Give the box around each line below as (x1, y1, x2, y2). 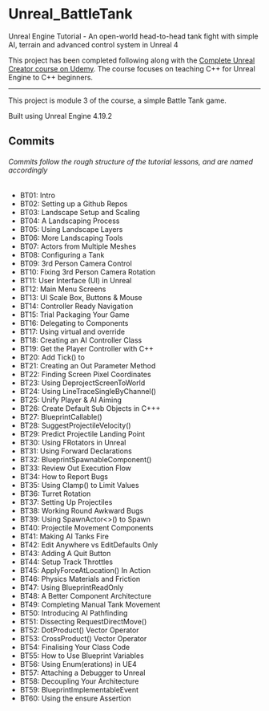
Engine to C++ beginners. (8, 72, 94, 82)
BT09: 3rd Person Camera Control (19, 258, 132, 268)
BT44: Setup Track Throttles (19, 557, 114, 567)
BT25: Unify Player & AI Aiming (19, 395, 122, 404)
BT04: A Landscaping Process (19, 216, 120, 225)
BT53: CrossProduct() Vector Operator (19, 633, 147, 643)
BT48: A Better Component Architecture (19, 591, 152, 600)
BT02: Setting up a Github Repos (19, 198, 128, 209)
